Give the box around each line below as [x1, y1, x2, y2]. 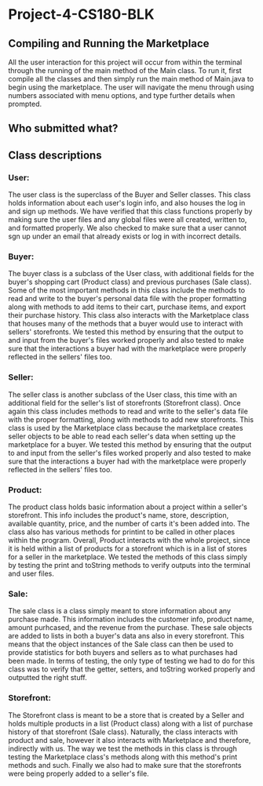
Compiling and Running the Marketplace [8, 37, 210, 50]
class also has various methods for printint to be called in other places [8, 527, 236, 537]
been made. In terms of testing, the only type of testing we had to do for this [8, 657, 255, 666]
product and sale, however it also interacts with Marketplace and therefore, [8, 735, 251, 744]
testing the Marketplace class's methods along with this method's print [8, 751, 238, 762]
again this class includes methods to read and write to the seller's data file [8, 406, 249, 416]
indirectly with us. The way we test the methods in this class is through [8, 744, 237, 753]
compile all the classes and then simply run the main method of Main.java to [8, 75, 254, 83]
